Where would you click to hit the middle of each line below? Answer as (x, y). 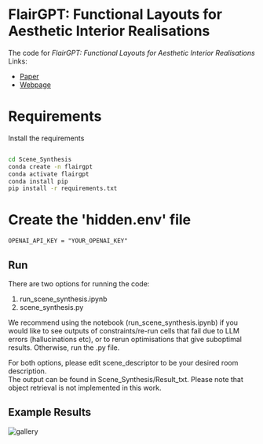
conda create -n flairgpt (50, 166)
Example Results (50, 412)
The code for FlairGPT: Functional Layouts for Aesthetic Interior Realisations (131, 53)
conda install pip (38, 181)
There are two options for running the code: (79, 284)
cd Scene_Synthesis (40, 159)
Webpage (35, 85)
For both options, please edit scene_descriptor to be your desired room (123, 363)
